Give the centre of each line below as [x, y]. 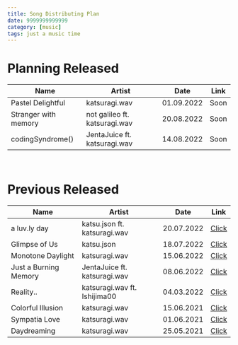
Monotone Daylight [42, 256]
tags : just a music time [44, 34]
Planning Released [63, 69]
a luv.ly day [30, 228]
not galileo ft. [108, 115]
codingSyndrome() [42, 139]
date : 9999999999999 [38, 21]
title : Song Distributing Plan [53, 14]
